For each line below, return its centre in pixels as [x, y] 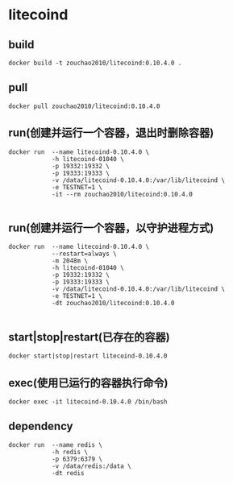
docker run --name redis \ [56, 445]
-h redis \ [70, 452]
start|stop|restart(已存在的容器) [89, 337]
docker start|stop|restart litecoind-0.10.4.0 [88, 356]
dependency [41, 426]
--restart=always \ [84, 254]
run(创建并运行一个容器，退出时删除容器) [111, 133]
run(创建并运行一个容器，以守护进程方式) [111, 228]
